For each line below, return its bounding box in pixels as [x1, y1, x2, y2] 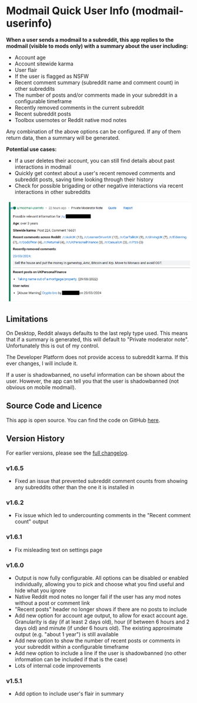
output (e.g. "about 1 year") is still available [14, 630, 119, 638]
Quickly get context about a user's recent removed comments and [14, 169, 175, 176]
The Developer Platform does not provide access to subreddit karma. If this [6, 354, 189, 361]
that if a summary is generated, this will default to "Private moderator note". [6, 336, 189, 343]
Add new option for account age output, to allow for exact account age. [14, 612, 188, 619]
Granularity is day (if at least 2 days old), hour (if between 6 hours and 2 [14, 618, 190, 625]
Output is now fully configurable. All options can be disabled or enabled [14, 574, 189, 582]
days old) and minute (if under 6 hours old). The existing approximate [14, 624, 183, 632]
